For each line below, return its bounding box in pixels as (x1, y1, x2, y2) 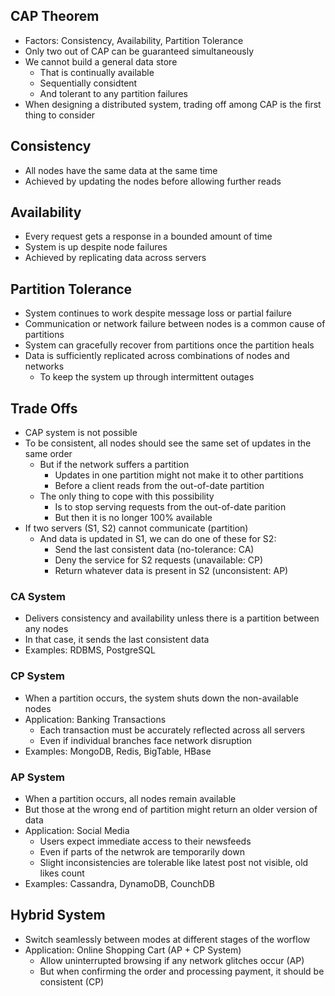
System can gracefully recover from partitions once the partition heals (24, 339, 315, 351)
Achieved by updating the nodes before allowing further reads (24, 175, 282, 187)
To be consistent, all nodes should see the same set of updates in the (24, 437, 312, 449)
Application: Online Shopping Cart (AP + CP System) (24, 944, 242, 956)
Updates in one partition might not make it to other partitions (54, 469, 304, 481)
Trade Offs (10, 400, 78, 417)
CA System (10, 589, 66, 603)
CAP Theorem (10, 8, 100, 25)
